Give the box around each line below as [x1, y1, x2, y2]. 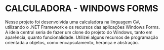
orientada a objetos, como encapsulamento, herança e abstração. [5, 39, 139, 45]
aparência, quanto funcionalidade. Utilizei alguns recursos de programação [5, 34, 159, 40]
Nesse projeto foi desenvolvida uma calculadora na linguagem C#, [5, 19, 141, 25]
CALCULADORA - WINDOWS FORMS [5, 3, 159, 14]
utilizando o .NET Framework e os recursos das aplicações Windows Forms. [5, 24, 160, 30]
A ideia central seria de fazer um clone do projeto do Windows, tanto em [5, 29, 153, 35]
